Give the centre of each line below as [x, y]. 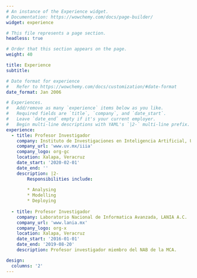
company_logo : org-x [42, 228]
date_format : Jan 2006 [34, 92]
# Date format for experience [43, 81]
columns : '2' [27, 266]
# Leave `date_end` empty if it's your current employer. [81, 119]
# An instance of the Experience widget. [57, 11]
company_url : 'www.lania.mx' [52, 223]
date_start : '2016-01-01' [48, 239]
